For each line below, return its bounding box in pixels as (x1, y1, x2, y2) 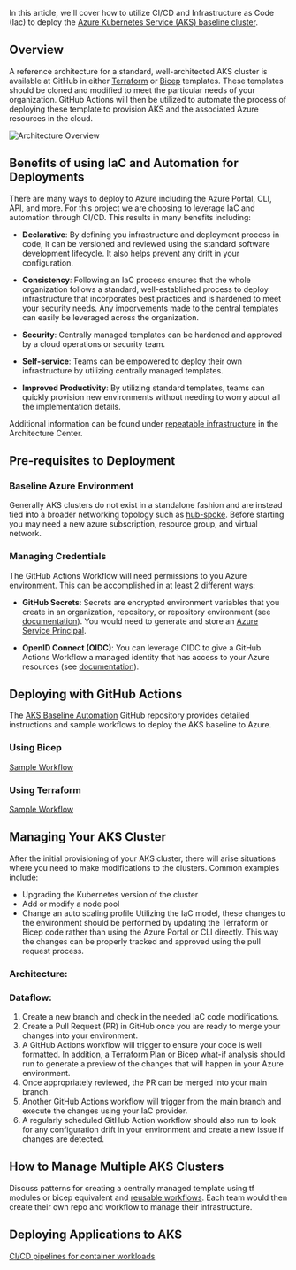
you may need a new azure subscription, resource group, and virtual (9, 519, 258, 529)
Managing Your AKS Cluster (9, 829, 166, 844)
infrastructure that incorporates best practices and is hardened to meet (21, 293, 282, 304)
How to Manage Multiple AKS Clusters (9, 1159, 224, 1174)
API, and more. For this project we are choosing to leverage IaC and (9, 203, 255, 213)
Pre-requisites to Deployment (9, 453, 176, 468)
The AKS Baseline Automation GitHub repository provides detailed (9, 710, 250, 720)
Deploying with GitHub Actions (9, 687, 183, 702)
